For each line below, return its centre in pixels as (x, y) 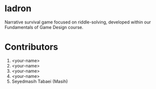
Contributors (31, 47)
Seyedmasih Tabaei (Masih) (40, 81)
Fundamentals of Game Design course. (44, 27)
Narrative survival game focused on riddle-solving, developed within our (78, 22)
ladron (18, 9)
